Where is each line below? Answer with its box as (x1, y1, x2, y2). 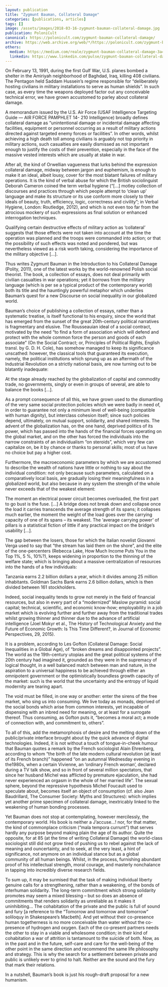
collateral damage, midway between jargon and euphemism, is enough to (5, 167, 156, 173)
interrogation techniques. (5, 215, 57, 221)
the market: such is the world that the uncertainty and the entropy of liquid (5, 678, 158, 684)
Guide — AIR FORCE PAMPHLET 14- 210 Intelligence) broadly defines (5, 115, 148, 121)
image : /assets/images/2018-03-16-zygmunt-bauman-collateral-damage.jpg (5, 26, 160, 31)
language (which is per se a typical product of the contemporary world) (5, 282, 152, 288)
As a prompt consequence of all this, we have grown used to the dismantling (5, 396, 163, 402)
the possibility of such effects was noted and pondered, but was (5, 240, 138, 246)
